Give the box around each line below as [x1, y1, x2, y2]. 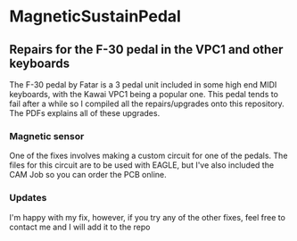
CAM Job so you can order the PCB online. [9, 170, 167, 180]
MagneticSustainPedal [9, 6, 181, 27]
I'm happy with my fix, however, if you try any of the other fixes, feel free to [9, 212, 285, 222]
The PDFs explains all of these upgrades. [9, 108, 161, 118]
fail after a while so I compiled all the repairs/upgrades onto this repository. [9, 98, 285, 109]
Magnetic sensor [9, 129, 85, 142]
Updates [9, 192, 47, 204]
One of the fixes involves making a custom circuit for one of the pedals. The [9, 150, 288, 162]
